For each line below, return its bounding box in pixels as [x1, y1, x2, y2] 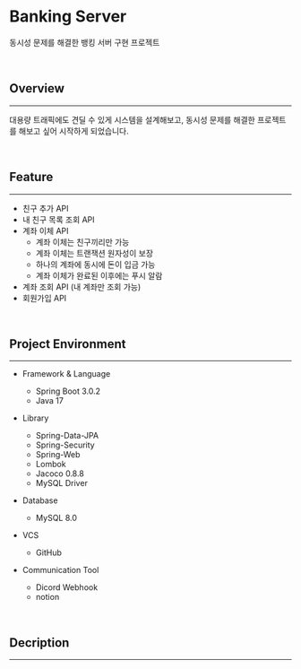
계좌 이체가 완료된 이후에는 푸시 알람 [35, 270, 163, 281]
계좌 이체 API [21, 225, 69, 236]
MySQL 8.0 [35, 513, 78, 524]
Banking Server [9, 6, 127, 27]
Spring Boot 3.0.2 [35, 386, 101, 396]
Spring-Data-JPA [35, 430, 99, 441]
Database [21, 495, 58, 506]
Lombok [35, 459, 66, 470]
